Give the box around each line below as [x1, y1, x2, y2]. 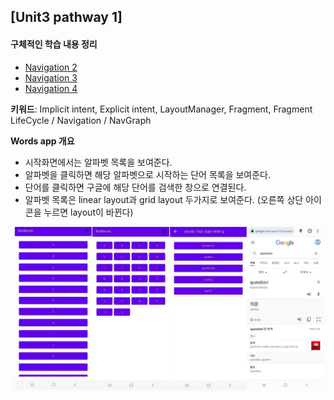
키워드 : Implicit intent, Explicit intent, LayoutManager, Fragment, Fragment [10, 103, 313, 115]
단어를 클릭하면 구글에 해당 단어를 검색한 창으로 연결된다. [24, 181, 247, 193]
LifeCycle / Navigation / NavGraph [10, 114, 152, 126]
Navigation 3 [24, 71, 78, 84]
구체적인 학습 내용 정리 [10, 38, 98, 50]
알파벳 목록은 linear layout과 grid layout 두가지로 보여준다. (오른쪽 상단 [24, 193, 304, 205]
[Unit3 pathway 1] [10, 9, 123, 26]
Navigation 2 [24, 61, 78, 73]
